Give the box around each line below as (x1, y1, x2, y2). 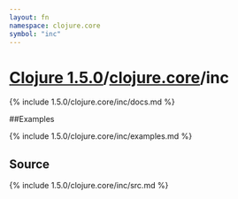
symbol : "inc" (9, 29, 62, 38)
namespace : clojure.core (9, 21, 101, 30)
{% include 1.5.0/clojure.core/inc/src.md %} (9, 180, 169, 191)
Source (9, 157, 50, 172)
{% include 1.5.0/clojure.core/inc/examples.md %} (9, 131, 193, 142)
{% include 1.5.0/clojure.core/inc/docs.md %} (9, 96, 175, 107)
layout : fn (9, 12, 50, 22)
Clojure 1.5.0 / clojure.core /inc (9, 67, 230, 88)
